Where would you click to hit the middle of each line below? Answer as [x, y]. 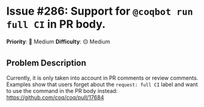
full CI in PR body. [56, 24]
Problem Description [46, 63]
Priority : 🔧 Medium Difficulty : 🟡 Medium [58, 42]
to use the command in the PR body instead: [62, 90]
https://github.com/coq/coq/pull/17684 [55, 97]
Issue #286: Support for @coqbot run [100, 11]
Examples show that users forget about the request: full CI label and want [102, 84]
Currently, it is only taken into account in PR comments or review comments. [102, 78]
